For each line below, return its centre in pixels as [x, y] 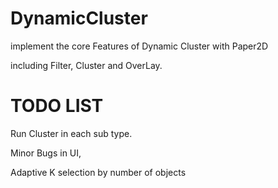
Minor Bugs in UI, [46, 153]
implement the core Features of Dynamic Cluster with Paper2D [139, 46]
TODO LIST [57, 106]
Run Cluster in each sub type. [71, 133]
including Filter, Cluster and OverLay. [86, 65]
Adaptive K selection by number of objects [98, 172]
